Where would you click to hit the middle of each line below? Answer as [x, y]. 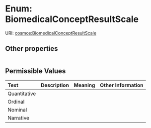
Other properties [32, 49]
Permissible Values [36, 71]
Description [55, 85]
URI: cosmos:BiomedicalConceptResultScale [51, 33]
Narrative [19, 118]
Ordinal [16, 102]
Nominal [17, 110]
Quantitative [22, 94]
